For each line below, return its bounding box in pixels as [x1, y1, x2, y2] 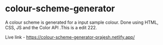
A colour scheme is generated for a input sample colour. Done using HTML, [5, 19, 159, 25]
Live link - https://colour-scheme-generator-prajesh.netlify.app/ [5, 34, 135, 40]
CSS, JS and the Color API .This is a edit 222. [5, 24, 97, 30]
